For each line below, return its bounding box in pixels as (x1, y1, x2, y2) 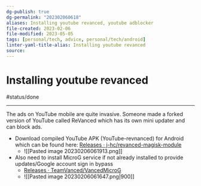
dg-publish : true (6, 8, 50, 15)
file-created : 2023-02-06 (6, 25, 71, 32)
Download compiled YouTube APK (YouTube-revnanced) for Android (14, 135, 184, 142)
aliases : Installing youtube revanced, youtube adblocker (6, 20, 154, 26)
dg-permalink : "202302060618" (6, 14, 82, 20)
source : (6, 48, 26, 54)
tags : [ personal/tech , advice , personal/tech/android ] (6, 36, 146, 42)
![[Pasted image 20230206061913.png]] (23, 147, 123, 154)
